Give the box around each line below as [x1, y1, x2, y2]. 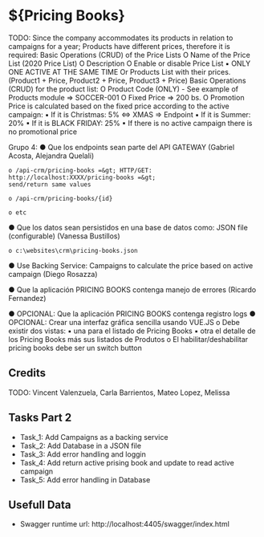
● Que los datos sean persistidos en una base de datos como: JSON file [8, 222, 249, 232]
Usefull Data [8, 498, 71, 511]
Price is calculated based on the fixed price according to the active [8, 101, 230, 111]
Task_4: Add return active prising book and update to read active [19, 458, 234, 467]
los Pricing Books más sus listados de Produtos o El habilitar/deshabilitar [8, 334, 249, 344]
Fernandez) [8, 293, 47, 303]
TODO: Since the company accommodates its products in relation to [8, 33, 234, 43]
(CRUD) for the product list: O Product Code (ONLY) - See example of [8, 83, 239, 94]
